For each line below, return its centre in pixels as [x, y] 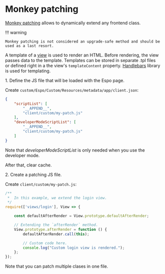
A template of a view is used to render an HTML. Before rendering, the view [82, 55]
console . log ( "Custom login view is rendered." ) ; [74, 248]
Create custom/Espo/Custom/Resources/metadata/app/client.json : [72, 90]
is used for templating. [28, 71]
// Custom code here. [45, 243]
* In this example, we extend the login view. [57, 198]
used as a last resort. [30, 46]
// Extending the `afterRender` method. [56, 225]
